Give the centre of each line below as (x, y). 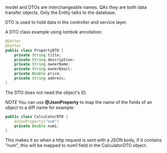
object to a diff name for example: (40, 107)
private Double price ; (38, 74)
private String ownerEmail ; (43, 69)
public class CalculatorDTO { (37, 116)
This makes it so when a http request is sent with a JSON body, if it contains (83, 140)
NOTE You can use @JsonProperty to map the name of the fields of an (79, 102)
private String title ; (38, 55)
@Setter (13, 45)
